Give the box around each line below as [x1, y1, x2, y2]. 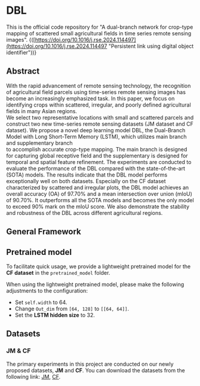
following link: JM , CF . [6, 373, 61, 380]
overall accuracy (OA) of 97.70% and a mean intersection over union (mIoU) [6, 190, 193, 197]
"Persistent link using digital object [108, 42, 194, 50]
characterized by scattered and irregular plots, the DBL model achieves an [6, 184, 189, 191]
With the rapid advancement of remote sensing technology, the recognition [6, 82, 191, 89]
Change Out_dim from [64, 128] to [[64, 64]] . [14, 305, 130, 312]
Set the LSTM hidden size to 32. [14, 311, 96, 318]
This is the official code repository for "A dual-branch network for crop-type [6, 23, 193, 31]
